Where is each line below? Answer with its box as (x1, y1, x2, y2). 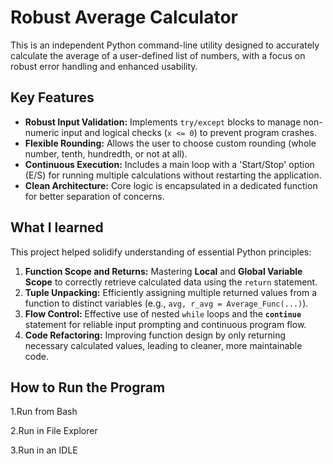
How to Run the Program (10, 379, 166, 396)
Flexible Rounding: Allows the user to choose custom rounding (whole (24, 137, 317, 149)
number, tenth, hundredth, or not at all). (24, 147, 188, 160)
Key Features (10, 89, 95, 106)
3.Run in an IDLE (10, 444, 78, 456)
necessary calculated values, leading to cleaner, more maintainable (24, 339, 303, 351)
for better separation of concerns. (24, 190, 165, 202)
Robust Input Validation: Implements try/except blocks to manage (24, 116, 302, 128)
